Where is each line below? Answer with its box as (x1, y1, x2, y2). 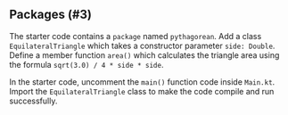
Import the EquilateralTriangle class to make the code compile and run (9, 86, 275, 96)
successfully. (9, 95, 58, 106)
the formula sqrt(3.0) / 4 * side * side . (9, 59, 164, 70)
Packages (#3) (9, 7, 92, 22)
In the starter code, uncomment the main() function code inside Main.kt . (9, 76, 276, 87)
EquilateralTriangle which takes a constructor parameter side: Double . (9, 40, 276, 51)
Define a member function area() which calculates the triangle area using (9, 49, 280, 61)
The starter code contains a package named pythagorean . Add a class (9, 30, 262, 41)
